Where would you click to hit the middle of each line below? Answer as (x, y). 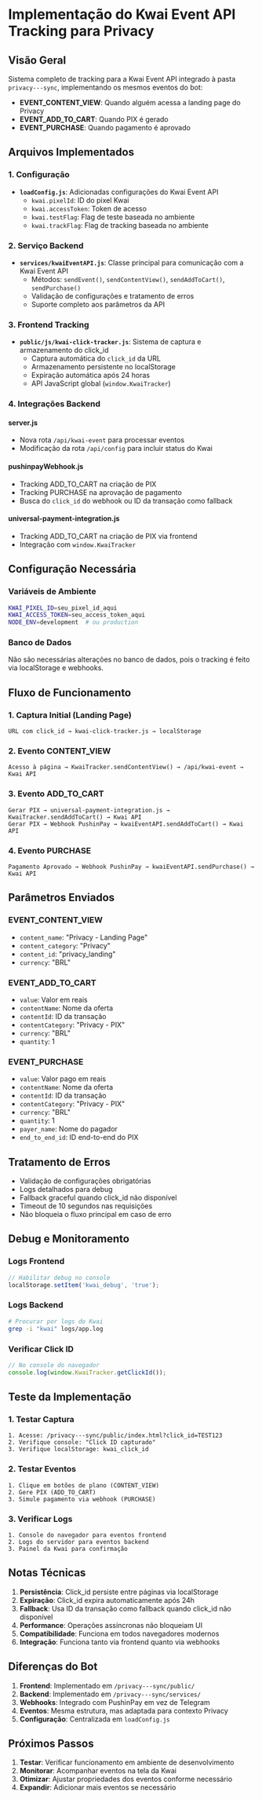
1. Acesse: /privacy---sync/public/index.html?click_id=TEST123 (115, 1435)
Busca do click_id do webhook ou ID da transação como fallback (126, 500)
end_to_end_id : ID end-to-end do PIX (79, 1138)
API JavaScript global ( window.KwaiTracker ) (101, 383)
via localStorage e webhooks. (56, 668)
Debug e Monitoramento (69, 1239)
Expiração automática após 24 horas (91, 376)
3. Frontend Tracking (49, 324)
